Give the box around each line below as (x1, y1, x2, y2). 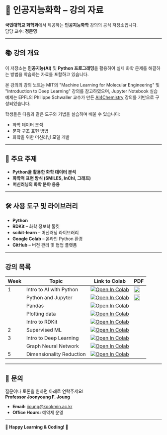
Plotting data (26, 310, 56, 317)
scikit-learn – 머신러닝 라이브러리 (12, 230, 79, 236)
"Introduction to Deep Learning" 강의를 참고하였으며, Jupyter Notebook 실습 (5, 88, 158, 94)
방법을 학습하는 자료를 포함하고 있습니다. (10, 71, 89, 77)
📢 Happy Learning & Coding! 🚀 (5, 424, 69, 430)
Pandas (26, 302, 44, 309)
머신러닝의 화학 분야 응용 (12, 181, 60, 187)
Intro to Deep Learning (26, 335, 79, 342)
